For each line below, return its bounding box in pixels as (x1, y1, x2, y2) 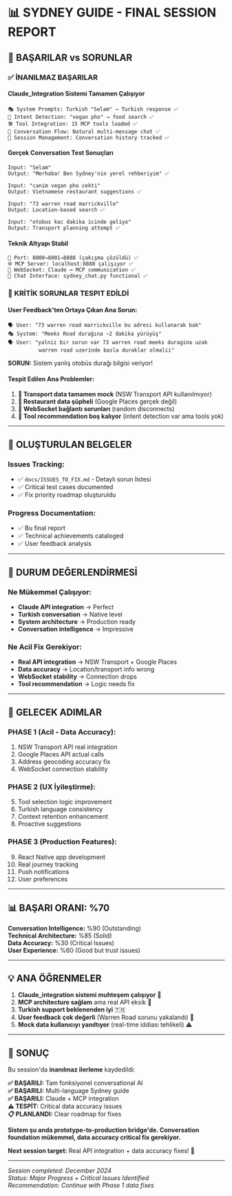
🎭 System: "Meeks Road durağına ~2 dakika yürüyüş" (8, 330, 162, 338)
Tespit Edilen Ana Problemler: (8, 374, 95, 383)
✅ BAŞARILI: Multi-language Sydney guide (8, 1087, 129, 1095)
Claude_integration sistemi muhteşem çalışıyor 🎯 (17, 991, 162, 999)
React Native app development (17, 853, 106, 861)
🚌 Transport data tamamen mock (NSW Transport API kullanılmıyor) (17, 390, 212, 399)
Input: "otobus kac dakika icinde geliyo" (8, 218, 131, 225)
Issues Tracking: (8, 459, 65, 469)
